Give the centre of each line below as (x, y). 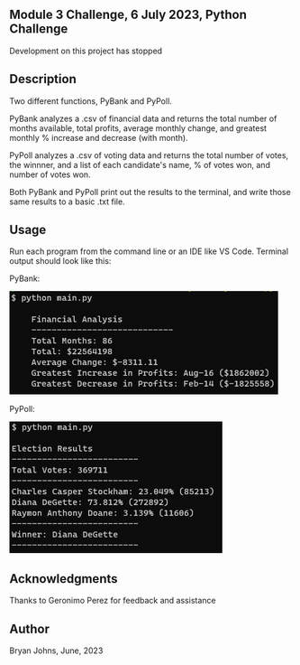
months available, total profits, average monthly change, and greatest (138, 128)
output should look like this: (60, 261)
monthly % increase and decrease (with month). (99, 137)
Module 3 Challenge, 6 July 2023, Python (128, 15)
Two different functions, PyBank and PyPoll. (91, 101)
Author (29, 628)
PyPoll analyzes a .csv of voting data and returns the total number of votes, (149, 155)
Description (43, 79)
